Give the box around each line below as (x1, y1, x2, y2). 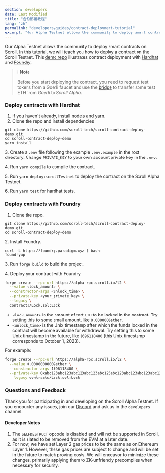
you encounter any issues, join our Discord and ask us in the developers (5, 403, 151, 409)
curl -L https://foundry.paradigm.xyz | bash (5, 248, 100, 253)
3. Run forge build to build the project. (5, 261, 84, 267)
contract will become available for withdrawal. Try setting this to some (12, 327, 155, 333)
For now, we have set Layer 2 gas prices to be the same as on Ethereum (12, 441, 158, 447)
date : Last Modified (5, 12, 48, 17)
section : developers (5, 7, 48, 12)
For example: (5, 347, 32, 353)
